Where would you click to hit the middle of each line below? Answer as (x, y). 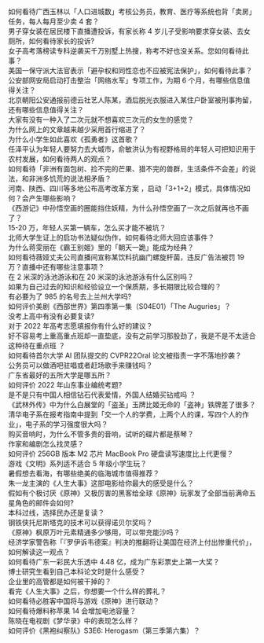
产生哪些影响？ (53, 198)
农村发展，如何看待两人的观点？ (60, 159)
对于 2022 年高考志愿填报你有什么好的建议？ (81, 326)
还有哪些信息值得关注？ (46, 110)
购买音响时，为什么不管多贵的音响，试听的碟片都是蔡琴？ (101, 434)
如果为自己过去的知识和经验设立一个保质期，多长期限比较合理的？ (115, 287)
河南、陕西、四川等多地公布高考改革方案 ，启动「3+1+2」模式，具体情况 (126, 188)
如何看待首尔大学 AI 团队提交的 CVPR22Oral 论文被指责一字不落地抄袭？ (125, 355)
